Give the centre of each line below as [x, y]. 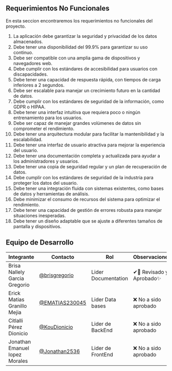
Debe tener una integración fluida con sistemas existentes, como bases [88, 188]
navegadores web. [33, 63]
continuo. [23, 52]
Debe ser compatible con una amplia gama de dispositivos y [77, 58]
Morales [18, 361]
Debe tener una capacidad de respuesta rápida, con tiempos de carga [87, 79]
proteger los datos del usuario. [45, 183]
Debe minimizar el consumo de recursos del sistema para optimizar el [87, 199]
